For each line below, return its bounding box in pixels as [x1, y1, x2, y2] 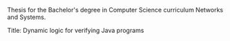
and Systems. [7, 13, 46, 21]
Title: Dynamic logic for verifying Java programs [7, 27, 144, 34]
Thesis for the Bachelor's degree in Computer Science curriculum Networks [7, 6, 223, 14]
